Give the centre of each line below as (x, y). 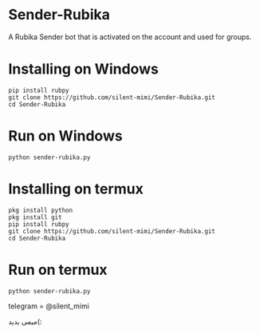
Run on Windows (66, 136)
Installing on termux (76, 189)
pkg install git (35, 217)
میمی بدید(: (25, 321)
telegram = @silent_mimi (49, 306)
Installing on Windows (84, 69)
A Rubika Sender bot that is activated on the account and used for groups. (130, 37)
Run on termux (58, 270)
